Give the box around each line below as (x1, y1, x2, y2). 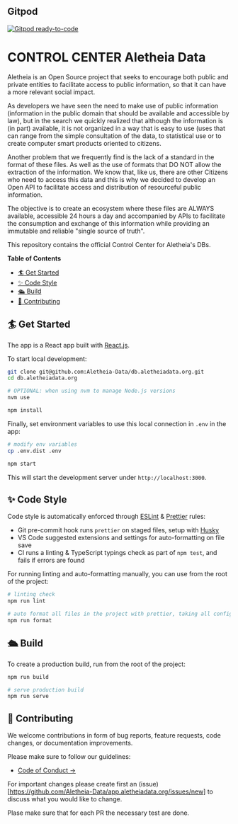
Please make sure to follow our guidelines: (7, 753, 131, 761)
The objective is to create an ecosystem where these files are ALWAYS (7, 204, 215, 212)
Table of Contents (7, 254, 62, 263)
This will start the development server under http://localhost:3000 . (7, 473, 207, 481)
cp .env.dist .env (7, 447, 62, 454)
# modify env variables (7, 440, 78, 448)
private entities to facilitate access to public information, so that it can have (7, 80, 227, 88)
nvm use (7, 394, 30, 401)
